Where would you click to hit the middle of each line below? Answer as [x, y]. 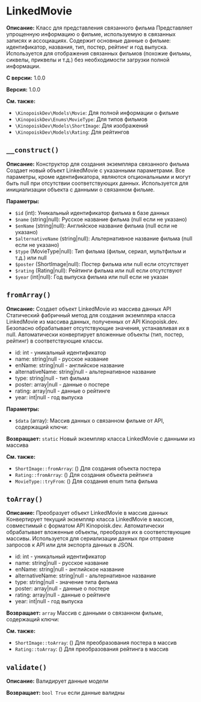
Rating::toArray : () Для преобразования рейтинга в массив [91, 649]
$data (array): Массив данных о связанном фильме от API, [89, 420]
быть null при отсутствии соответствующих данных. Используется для [97, 183]
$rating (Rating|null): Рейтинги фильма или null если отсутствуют [98, 270]
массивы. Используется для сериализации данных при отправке [90, 539]
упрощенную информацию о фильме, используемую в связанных [91, 34]
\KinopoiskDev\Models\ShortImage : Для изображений [82, 125]
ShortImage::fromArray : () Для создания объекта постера [88, 468]
